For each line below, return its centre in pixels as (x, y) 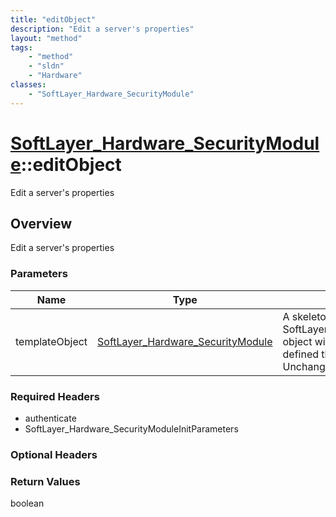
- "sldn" (46, 66)
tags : (21, 47)
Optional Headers (54, 454)
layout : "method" (46, 38)
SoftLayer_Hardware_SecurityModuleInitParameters (131, 428)
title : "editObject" (53, 19)
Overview (41, 223)
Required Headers (55, 396)
